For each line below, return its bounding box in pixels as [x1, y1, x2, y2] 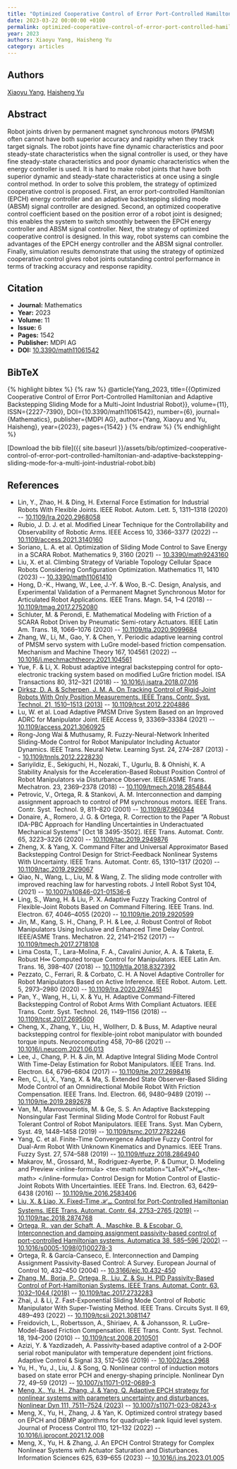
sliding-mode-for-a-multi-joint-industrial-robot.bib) [7, 459, 157, 468]
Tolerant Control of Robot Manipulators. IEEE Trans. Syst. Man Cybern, [17, 1120, 223, 1128]
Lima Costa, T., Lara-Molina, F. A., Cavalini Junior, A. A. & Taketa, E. [17, 948, 214, 956]
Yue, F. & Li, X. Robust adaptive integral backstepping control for [17, 663, 206, 671]
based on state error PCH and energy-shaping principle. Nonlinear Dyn [17, 1371, 224, 1379]
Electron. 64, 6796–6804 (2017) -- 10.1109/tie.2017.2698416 [17, 1068, 191, 1076]
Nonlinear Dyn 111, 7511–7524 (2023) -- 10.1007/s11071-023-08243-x [17, 1401, 217, 1409]
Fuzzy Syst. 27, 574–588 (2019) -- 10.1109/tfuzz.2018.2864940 [17, 1150, 200, 1159]
